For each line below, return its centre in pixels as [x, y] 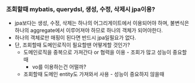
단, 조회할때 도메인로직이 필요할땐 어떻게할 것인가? [72, 45]
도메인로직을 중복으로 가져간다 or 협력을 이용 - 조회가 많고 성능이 [97, 52]
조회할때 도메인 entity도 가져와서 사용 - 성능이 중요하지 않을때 [94, 74]
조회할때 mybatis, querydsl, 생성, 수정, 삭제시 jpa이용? [81, 9]
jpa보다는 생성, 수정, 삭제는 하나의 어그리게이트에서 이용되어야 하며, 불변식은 [102, 23]
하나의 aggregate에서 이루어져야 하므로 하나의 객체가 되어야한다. [88, 30]
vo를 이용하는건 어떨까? [59, 67]
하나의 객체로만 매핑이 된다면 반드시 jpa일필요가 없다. [75, 38]
